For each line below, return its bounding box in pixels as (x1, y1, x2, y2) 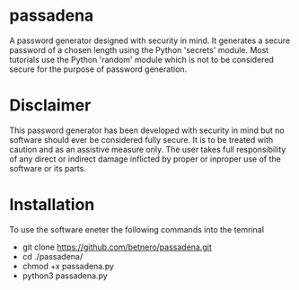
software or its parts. (9, 163, 87, 173)
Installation (9, 195, 95, 215)
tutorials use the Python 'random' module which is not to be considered (9, 54, 274, 65)
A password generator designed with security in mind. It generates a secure (9, 35, 291, 46)
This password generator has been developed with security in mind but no (9, 125, 285, 136)
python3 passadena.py (22, 270, 108, 281)
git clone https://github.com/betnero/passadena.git (22, 242, 213, 252)
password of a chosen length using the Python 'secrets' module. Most (9, 44, 269, 55)
